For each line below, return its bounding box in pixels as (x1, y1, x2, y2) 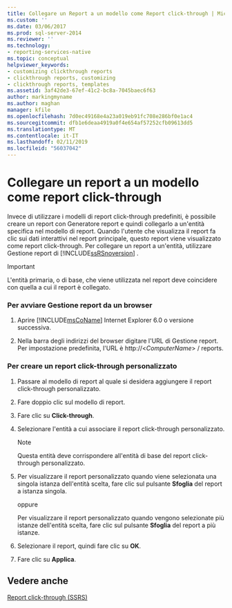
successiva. (17, 323, 52, 332)
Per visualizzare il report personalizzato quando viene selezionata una (17, 472, 217, 480)
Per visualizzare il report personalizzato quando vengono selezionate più (17, 513, 224, 522)
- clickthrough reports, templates (7, 81, 110, 88)
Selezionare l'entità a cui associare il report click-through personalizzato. (17, 424, 225, 433)
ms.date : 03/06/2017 (7, 23, 67, 30)
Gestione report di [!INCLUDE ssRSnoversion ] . (7, 249, 139, 257)
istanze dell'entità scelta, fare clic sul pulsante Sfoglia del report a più (17, 521, 216, 529)
